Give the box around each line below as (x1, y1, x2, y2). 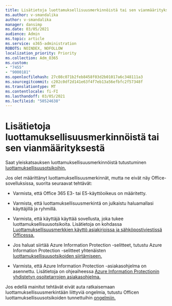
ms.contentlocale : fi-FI (5, 88, 58, 94)
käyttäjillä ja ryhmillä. (12, 206, 57, 212)
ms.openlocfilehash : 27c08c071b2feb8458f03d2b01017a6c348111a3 (5, 75, 143, 80)
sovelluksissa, (5, 181, 35, 187)
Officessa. (12, 232, 35, 238)
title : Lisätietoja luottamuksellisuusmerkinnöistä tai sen (5, 7, 137, 13)
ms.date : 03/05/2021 (5, 27, 50, 32)
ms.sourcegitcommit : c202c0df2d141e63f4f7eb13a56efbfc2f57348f (5, 79, 143, 84)
